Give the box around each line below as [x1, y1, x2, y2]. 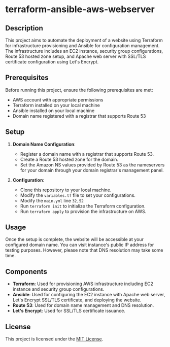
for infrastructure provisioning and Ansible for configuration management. [5, 43, 160, 49]
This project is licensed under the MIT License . [5, 336, 104, 342]
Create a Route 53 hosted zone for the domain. [20, 156, 118, 162]
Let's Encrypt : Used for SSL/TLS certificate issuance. [12, 308, 125, 314]
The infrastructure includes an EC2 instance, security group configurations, [5, 48, 163, 54]
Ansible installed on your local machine [12, 108, 95, 114]
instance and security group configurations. [12, 286, 105, 292]
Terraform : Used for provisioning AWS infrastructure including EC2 [12, 281, 154, 287]
